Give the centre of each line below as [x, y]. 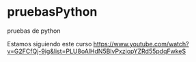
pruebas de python [34, 31]
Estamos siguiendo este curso [50, 44]
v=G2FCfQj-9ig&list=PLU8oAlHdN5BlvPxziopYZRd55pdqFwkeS [97, 51]
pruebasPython [52, 12]
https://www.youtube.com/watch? [141, 44]
